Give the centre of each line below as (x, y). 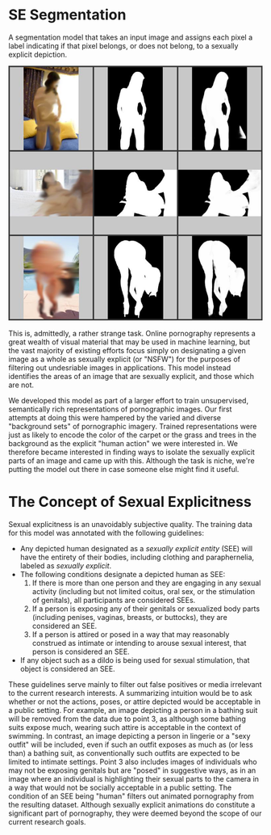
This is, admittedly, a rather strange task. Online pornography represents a (132, 333)
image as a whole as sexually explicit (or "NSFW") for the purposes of (124, 359)
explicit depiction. (38, 54)
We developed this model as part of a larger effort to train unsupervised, (128, 400)
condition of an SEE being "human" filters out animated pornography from (131, 796)
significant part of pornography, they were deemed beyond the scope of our (135, 813)
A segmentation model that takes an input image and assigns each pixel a (131, 37)
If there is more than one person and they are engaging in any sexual (146, 583)
